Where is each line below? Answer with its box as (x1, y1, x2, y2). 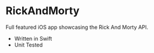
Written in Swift (14, 35, 53, 42)
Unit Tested (14, 41, 43, 48)
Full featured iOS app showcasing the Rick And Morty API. (5, 24, 149, 31)
